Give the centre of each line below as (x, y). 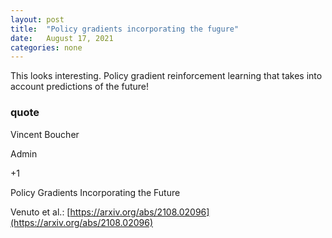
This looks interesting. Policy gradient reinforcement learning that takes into (166, 76)
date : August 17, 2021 (62, 38)
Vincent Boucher (45, 134)
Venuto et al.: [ (40, 212)
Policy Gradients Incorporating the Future (95, 192)
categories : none (46, 47)
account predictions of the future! (80, 87)
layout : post (37, 19)
